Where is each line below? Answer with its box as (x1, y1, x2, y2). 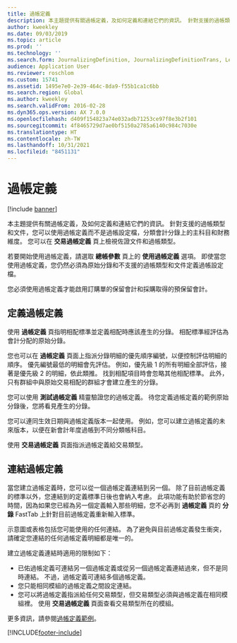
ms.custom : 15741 (7, 76, 59, 83)
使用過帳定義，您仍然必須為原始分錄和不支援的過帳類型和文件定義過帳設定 (7, 261, 224, 269)
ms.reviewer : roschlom (7, 69, 74, 76)
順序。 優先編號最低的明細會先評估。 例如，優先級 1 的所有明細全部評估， (7, 360, 221, 368)
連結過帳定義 (7, 464, 63, 476)
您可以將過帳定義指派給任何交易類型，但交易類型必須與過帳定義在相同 (17, 590, 222, 598)
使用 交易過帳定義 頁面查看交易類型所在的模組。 (37, 598, 178, 608)
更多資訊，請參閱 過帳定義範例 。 (7, 614, 100, 623)
